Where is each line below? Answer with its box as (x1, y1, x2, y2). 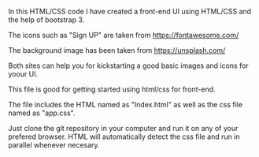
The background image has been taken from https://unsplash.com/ (8, 46, 226, 54)
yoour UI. (8, 69, 39, 78)
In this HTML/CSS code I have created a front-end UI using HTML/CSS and (8, 7, 252, 16)
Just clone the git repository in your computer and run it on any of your (8, 124, 239, 133)
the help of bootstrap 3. (8, 15, 85, 24)
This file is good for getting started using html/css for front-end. (8, 84, 216, 94)
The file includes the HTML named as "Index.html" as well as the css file (8, 100, 242, 109)
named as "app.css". (8, 108, 76, 118)
